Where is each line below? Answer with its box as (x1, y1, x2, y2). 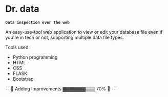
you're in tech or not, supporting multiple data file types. (5, 34, 124, 40)
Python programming (12, 54, 58, 60)
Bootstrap (12, 76, 34, 82)
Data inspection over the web (5, 20, 70, 25)
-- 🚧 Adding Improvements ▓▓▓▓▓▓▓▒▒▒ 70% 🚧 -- (5, 85, 116, 92)
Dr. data (5, 3, 39, 15)
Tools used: (5, 44, 30, 50)
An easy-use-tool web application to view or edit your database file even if (5, 29, 163, 35)
